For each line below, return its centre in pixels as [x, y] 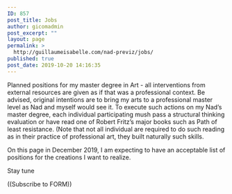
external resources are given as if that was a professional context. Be [106, 92]
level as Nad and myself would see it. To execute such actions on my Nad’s [115, 107]
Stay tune [21, 170]
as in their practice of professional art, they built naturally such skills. [106, 136]
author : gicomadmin [35, 26]
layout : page [26, 39]
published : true [31, 59]
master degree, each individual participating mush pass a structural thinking [116, 114]
